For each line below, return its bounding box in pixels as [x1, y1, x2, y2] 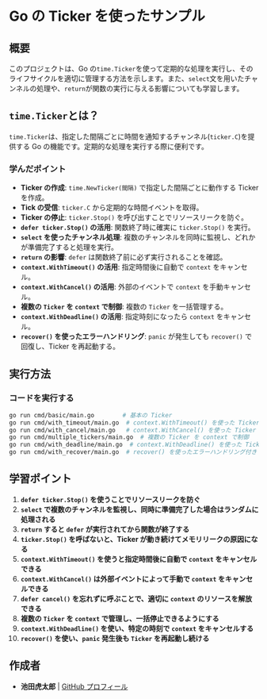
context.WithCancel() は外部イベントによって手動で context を [20, 574, 225, 583]
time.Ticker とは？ [9, 109, 100, 123]
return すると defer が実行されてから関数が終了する [20, 524, 190, 534]
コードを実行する [9, 393, 74, 404]
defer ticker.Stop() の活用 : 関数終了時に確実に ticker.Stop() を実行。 [20, 223, 256, 232]
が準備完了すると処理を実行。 [20, 243, 118, 252]
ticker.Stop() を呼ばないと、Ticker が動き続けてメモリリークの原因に [20, 534, 252, 543]
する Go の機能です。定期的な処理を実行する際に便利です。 [15, 141, 208, 151]
